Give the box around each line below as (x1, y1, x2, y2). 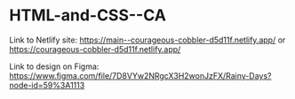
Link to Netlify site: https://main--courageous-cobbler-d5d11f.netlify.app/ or (9, 34, 286, 45)
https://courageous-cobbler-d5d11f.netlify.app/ (9, 43, 181, 54)
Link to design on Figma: (9, 61, 100, 72)
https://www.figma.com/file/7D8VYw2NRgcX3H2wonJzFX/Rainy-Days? (9, 70, 272, 80)
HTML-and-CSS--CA (9, 5, 167, 26)
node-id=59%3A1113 (9, 80, 85, 90)
